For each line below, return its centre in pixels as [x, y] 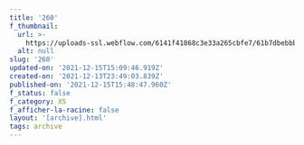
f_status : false [40, 93]
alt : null [36, 51]
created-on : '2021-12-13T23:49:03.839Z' [87, 77]
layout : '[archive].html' [58, 118]
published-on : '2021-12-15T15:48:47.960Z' [90, 85]
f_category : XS [38, 101]
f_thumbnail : [34, 26]
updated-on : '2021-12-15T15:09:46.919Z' [87, 68]
